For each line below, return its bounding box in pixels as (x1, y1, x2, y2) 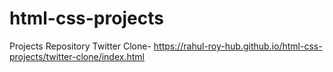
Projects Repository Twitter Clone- (9, 40, 152, 52)
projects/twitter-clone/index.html (9, 50, 145, 62)
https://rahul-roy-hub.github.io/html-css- (153, 40, 323, 52)
